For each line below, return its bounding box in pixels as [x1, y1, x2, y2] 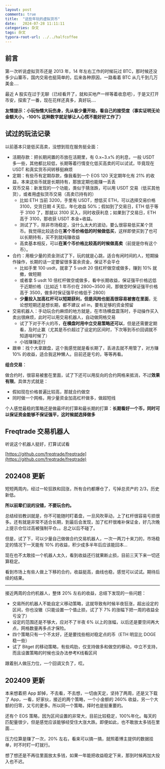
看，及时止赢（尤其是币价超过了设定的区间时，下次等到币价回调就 [19, 326, 153, 333]
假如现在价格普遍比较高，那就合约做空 [12, 389, 90, 395]
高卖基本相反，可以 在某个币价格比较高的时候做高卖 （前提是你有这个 [19, 240, 158, 246]
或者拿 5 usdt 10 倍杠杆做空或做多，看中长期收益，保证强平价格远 [19, 277, 153, 283]
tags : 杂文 [5, 30, 26, 35]
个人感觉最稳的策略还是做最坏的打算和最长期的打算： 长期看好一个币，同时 [5, 405, 156, 411]
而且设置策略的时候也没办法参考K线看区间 [12, 650, 97, 656]
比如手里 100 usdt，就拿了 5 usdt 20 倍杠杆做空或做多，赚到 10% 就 [19, 265, 157, 271]
